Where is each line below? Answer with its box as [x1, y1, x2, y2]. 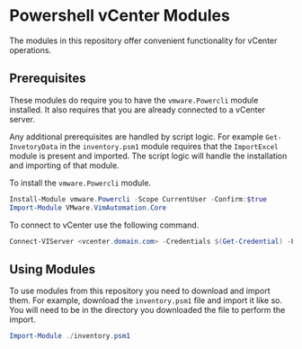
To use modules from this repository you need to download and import [9, 285, 271, 297]
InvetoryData [9, 142, 58, 151]
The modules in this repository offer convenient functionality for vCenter [9, 35, 278, 46]
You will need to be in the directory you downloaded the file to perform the [9, 305, 286, 316]
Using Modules [9, 262, 96, 277]
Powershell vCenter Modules [9, 5, 231, 26]
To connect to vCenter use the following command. [9, 219, 200, 230]
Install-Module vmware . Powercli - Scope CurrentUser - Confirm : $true [9, 194, 268, 203]
